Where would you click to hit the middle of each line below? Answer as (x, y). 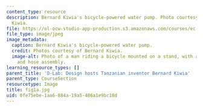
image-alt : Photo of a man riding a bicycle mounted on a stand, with (102, 56)
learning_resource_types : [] (43, 67)
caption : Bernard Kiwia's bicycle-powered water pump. (82, 46)
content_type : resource (36, 12)
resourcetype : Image (32, 85)
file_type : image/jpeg (35, 34)
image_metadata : (27, 40)
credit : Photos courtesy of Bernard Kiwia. (67, 51)
